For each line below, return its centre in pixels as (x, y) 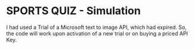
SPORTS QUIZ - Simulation (74, 11)
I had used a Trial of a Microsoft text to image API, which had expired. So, (96, 27)
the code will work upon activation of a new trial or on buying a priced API (97, 33)
